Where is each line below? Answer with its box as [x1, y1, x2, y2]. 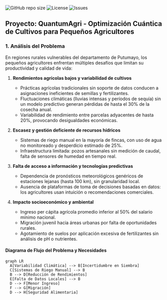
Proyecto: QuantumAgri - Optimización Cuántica [5, 19, 162, 28]
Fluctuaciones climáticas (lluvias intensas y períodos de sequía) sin [20, 96, 161, 102]
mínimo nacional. [20, 214, 56, 220]
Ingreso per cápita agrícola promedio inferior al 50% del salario [20, 208, 153, 215]
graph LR [5, 258, 24, 264]
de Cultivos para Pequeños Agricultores [5, 27, 135, 36]
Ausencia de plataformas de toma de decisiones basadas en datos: [20, 184, 161, 190]
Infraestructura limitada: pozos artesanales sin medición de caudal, [20, 147, 161, 154]
